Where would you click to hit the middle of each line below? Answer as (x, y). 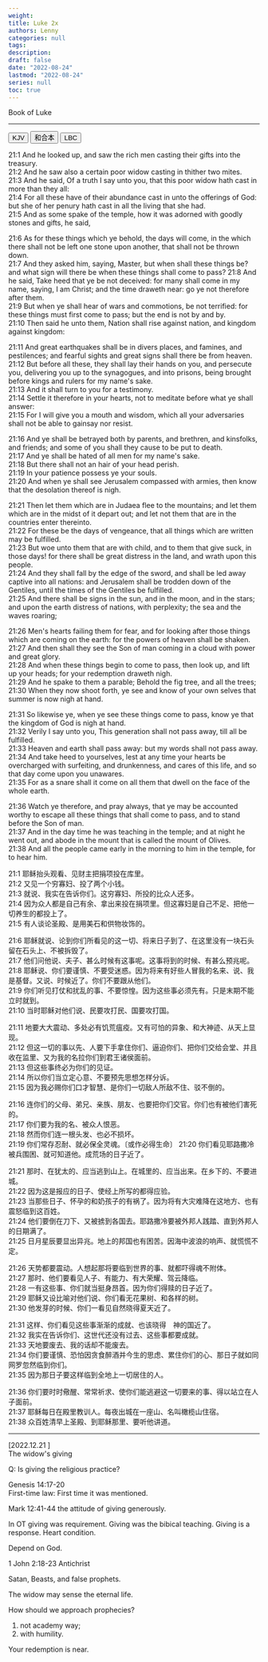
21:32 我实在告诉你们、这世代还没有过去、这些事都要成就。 (106, 1335)
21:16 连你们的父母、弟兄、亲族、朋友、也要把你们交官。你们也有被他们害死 (133, 1105)
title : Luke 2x (33, 23)
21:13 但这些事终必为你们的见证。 (63, 1068)
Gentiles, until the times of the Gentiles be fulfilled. (91, 590)
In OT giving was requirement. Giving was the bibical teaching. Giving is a (129, 1524)
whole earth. (29, 791)
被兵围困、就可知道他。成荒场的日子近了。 (78, 1154)
